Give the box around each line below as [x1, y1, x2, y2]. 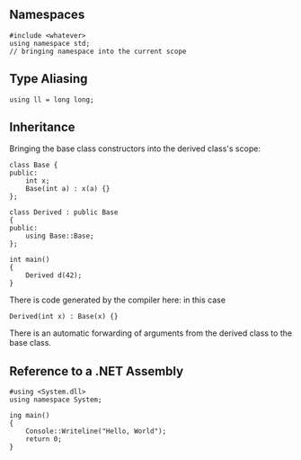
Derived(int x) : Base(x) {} [9, 312, 119, 321]
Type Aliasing [9, 71, 88, 86]
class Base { [9, 161, 58, 170]
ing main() [9, 411, 50, 420]
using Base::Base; [25, 231, 94, 241]
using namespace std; [9, 39, 91, 48]
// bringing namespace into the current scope [9, 47, 187, 56]
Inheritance [9, 120, 75, 135]
